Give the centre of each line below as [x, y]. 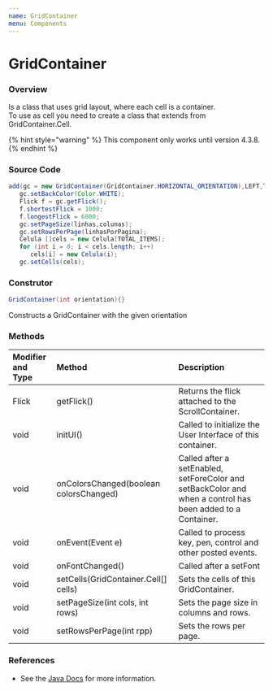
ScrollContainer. [209, 411]
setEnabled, [201, 468]
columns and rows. [214, 613]
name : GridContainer [43, 16]
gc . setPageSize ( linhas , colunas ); [76, 224]
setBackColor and [212, 489]
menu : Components [38, 24]
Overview [28, 89]
